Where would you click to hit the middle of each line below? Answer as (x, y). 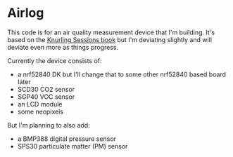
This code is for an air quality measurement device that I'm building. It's (111, 32)
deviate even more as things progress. (63, 47)
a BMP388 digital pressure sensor (67, 139)
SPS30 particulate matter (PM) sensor (73, 146)
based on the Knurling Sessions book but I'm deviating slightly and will (110, 39)
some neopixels (40, 111)
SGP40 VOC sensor (46, 97)
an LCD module (40, 104)
